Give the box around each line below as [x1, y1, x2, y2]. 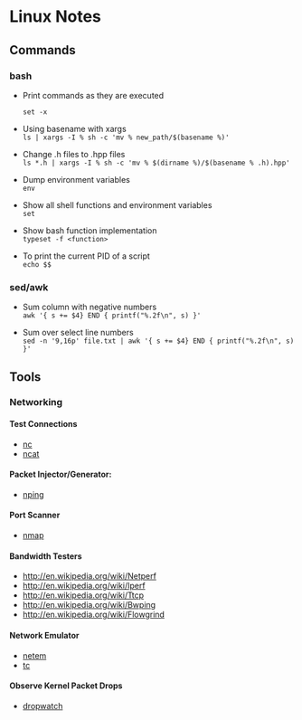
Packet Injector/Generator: [9, 469, 112, 480]
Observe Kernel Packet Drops [9, 680, 123, 691]
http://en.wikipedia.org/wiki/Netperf [22, 571, 156, 582]
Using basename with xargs [22, 123, 127, 134]
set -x [22, 107, 48, 117]
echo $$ [22, 260, 52, 269]
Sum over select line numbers [22, 327, 134, 338]
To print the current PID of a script [22, 251, 151, 261]
